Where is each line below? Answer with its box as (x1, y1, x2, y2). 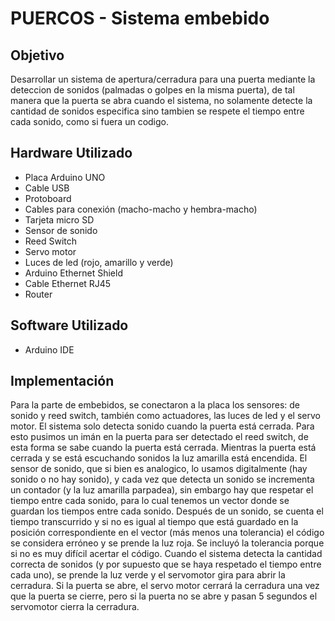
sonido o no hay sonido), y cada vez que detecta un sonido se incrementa (10, 473, 315, 486)
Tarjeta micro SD (24, 213, 95, 226)
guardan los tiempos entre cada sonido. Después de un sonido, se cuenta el (10, 505, 324, 517)
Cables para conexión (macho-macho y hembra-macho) (24, 203, 258, 215)
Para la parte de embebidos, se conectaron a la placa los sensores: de (10, 399, 301, 411)
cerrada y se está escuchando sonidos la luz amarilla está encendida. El (10, 452, 308, 464)
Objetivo (10, 47, 65, 64)
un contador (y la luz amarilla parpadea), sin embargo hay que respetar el (10, 484, 314, 496)
